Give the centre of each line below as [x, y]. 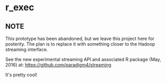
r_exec [20, 7]
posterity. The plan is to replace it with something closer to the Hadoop [80, 44]
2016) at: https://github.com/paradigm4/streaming [58, 65]
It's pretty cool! [21, 75]
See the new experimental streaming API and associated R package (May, [83, 59]
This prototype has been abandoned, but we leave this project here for [80, 38]
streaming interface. [27, 49]
